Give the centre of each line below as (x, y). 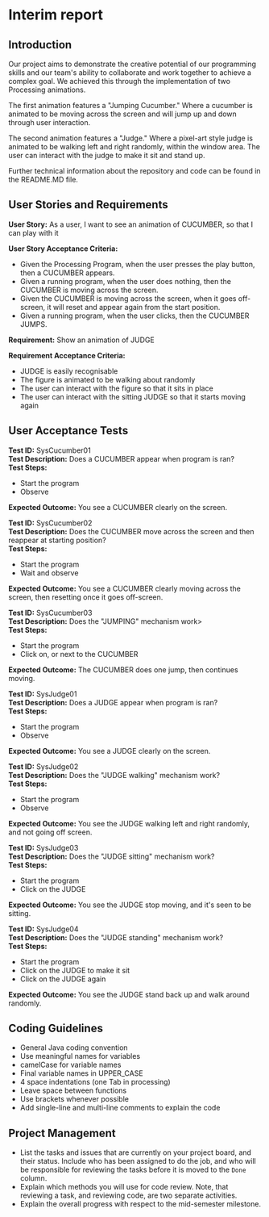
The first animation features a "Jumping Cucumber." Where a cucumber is (131, 105)
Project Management (62, 1133)
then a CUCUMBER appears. (67, 273)
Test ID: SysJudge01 (43, 694)
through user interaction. (50, 122)
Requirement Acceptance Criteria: (67, 355)
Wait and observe (49, 573)
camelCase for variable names (70, 1065)
